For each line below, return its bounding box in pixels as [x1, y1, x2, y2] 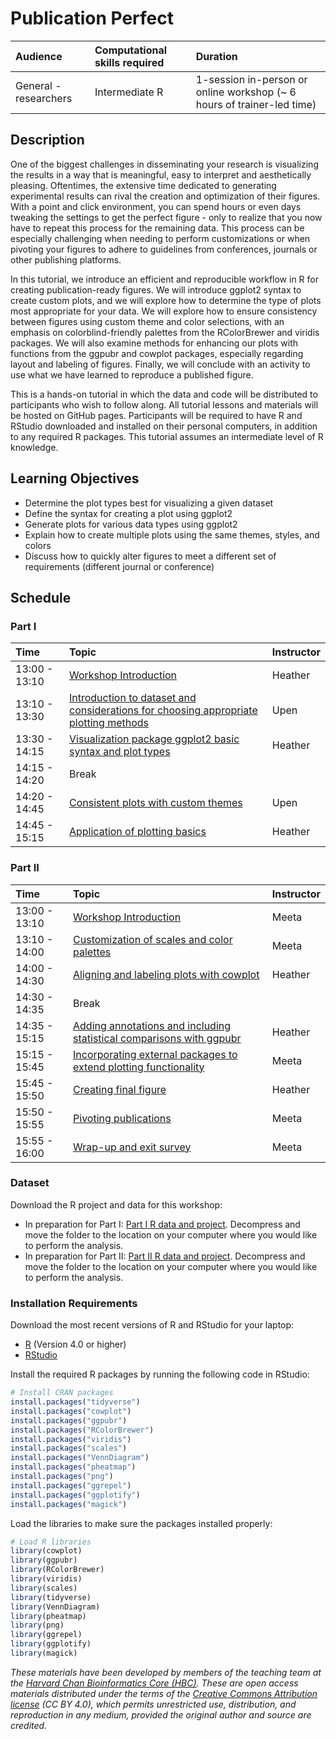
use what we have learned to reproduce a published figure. [10, 368, 254, 381]
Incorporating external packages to [73, 1047, 238, 1061]
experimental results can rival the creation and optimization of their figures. [10, 190, 321, 202]
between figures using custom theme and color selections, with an [10, 315, 285, 327]
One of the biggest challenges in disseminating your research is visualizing [10, 158, 319, 170]
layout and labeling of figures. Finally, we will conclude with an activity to [10, 358, 311, 370]
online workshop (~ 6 [195, 85, 297, 99]
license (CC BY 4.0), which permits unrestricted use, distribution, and [10, 1698, 297, 1710]
